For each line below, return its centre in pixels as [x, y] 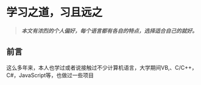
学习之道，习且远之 [55, 12]
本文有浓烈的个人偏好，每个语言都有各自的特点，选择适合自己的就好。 [109, 30]
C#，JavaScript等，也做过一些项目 [50, 75]
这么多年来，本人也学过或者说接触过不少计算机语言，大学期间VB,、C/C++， [102, 67]
